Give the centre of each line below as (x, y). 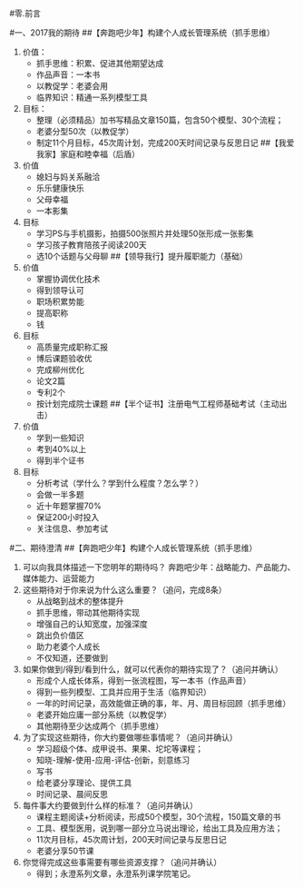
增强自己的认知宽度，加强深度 (92, 624)
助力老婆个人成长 (68, 646)
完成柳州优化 (60, 370)
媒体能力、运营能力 (59, 578)
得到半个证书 (60, 460)
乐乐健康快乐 (60, 188)
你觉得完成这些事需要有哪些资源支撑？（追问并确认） (122, 862)
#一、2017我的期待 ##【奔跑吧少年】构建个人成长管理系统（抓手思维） (142, 33)
